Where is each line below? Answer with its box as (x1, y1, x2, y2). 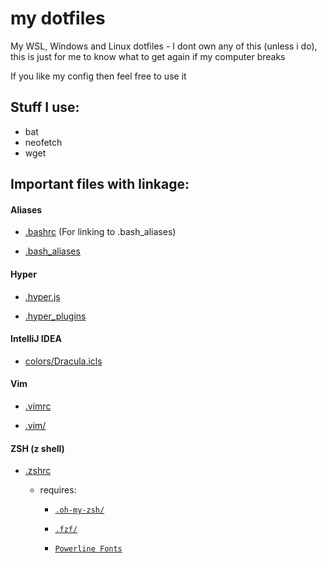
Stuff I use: (10, 99, 80, 116)
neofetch (24, 136, 63, 148)
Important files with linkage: (10, 176, 190, 193)
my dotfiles (10, 7, 106, 30)
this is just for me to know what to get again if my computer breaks (10, 50, 286, 62)
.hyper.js (24, 290, 61, 302)
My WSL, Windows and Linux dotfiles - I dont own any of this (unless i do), (10, 40, 318, 52)
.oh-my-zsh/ (54, 505, 105, 516)
